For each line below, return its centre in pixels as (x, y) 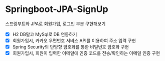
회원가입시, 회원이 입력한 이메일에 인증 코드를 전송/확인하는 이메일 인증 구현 (86, 53)
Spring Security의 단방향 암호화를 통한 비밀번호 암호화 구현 (71, 47)
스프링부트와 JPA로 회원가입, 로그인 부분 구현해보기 (55, 23)
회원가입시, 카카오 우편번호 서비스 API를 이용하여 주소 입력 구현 (74, 40)
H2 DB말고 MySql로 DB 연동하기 (45, 34)
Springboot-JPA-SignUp (57, 9)
